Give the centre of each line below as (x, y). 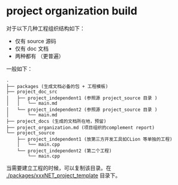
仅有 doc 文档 (32, 48)
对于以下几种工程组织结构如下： (46, 28)
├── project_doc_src (32, 92)
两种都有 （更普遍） (39, 56)
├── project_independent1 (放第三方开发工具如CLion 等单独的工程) (95, 139)
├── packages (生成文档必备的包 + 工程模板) (57, 86)
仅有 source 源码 (35, 41)
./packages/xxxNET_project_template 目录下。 (64, 175)
